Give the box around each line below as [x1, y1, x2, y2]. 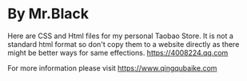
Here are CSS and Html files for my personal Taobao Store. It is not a [7, 31, 233, 40]
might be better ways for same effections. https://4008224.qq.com [7, 48, 229, 57]
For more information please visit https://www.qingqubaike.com [7, 63, 217, 72]
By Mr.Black [7, 5, 90, 23]
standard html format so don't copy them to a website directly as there [7, 39, 240, 48]
